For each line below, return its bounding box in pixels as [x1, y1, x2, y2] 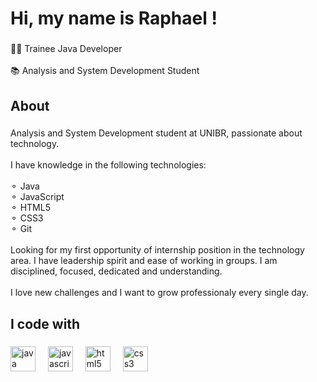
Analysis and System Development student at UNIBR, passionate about [10, 127, 303, 139]
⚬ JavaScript [10, 191, 65, 203]
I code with [10, 315, 81, 332]
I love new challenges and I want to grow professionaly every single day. [10, 287, 309, 299]
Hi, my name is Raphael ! [10, 7, 218, 30]
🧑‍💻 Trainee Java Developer [10, 43, 123, 55]
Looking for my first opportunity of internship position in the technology [10, 244, 305, 256]
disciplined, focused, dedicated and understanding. [10, 265, 223, 277]
